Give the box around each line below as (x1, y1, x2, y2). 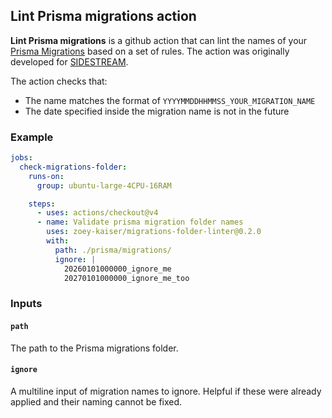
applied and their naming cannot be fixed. (10, 395, 183, 408)
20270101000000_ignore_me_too (63, 273, 190, 283)
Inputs (10, 297, 43, 311)
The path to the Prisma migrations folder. (10, 342, 179, 354)
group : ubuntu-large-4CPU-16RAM (36, 180, 172, 191)
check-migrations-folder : (19, 162, 128, 172)
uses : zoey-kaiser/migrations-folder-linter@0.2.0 (46, 227, 262, 237)
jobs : (10, 153, 33, 163)
